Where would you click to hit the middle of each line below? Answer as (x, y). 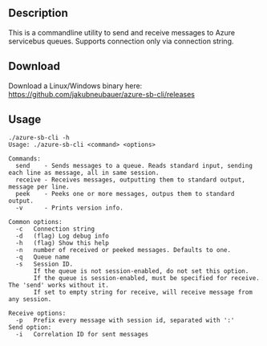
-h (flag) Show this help (63, 243)
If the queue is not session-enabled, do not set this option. (141, 271)
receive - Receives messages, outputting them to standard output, (131, 180)
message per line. (39, 187)
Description (38, 13)
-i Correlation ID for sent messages (82, 335)
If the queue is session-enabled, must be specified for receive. (147, 279)
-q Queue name (42, 257)
